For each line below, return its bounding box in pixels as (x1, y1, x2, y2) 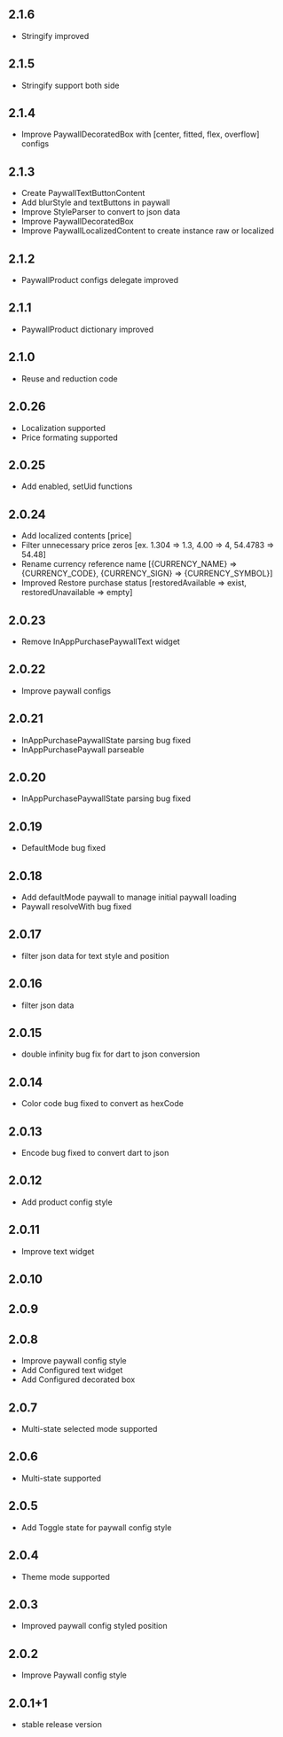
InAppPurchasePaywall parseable (20, 744, 145, 755)
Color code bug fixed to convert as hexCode (20, 1098, 184, 1109)
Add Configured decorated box (20, 1374, 136, 1385)
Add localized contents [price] (20, 531, 132, 541)
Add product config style (20, 1197, 113, 1207)
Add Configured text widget (20, 1365, 123, 1376)
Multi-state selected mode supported (20, 1424, 158, 1434)
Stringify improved (20, 30, 90, 41)
